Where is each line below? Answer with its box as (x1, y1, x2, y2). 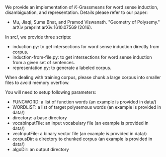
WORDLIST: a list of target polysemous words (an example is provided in (12, 104, 162, 110)
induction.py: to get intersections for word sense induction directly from (12, 44, 160, 49)
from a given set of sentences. (12, 60, 76, 65)
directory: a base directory (12, 115, 67, 121)
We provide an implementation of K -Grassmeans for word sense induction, (5, 4, 159, 10)
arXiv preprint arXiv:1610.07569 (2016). (12, 24, 92, 30)
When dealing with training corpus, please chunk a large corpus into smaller (5, 75, 162, 80)
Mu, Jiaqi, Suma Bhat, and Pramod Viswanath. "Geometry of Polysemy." (12, 19, 160, 25)
